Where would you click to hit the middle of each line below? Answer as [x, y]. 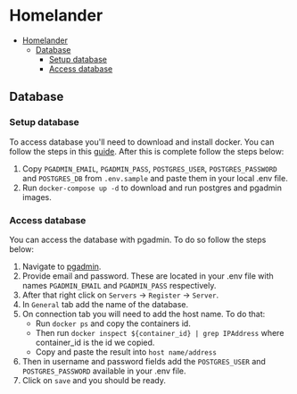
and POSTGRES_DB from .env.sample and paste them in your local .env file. [155, 178]
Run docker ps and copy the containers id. [113, 323]
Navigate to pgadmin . [62, 266]
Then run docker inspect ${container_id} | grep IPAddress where [160, 332]
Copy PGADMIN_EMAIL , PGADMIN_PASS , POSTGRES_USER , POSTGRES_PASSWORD [150, 168]
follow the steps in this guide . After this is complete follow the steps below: [147, 151]
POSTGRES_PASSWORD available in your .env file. [104, 371]
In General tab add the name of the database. [105, 304]
